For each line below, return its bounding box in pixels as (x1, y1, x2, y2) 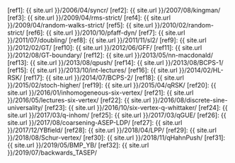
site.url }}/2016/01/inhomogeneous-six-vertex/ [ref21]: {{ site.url (7, 88, 194, 97)
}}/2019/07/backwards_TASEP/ (7, 148, 98, 157)
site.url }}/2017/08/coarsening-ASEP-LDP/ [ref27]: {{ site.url (7, 119, 183, 126)
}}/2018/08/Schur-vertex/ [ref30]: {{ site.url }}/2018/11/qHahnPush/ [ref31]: (7, 133, 225, 142)
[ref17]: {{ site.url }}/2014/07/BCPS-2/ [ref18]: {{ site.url (23, 73, 184, 82)
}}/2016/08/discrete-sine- (152, 96, 228, 104)
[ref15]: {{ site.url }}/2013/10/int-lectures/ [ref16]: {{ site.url (7, 66, 178, 74)
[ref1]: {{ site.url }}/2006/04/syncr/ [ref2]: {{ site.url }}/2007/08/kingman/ (7, 6, 221, 14)
